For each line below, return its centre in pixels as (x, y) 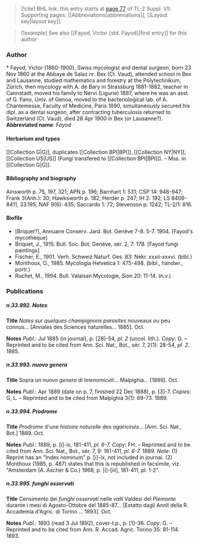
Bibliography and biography (41, 178)
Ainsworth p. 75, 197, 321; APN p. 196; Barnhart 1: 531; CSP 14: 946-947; (94, 191)
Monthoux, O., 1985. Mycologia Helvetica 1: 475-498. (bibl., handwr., (99, 263)
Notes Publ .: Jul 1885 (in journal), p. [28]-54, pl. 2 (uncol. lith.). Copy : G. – (97, 338)
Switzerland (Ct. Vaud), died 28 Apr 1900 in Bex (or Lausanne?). (85, 118)
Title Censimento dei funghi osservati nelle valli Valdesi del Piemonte (91, 499)
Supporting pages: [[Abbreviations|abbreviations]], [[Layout (94, 15)
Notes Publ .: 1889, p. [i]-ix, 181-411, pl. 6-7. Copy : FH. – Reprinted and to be (98, 444)
